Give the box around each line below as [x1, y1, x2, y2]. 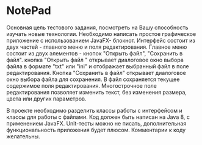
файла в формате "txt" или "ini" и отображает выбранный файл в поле [6, 62, 189, 70]
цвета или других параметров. [6, 95, 87, 102]
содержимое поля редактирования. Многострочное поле [6, 82, 157, 89]
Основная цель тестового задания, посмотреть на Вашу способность [6, 24, 189, 31]
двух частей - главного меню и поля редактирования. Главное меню [6, 43, 187, 51]
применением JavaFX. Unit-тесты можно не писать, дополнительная [6, 119, 187, 127]
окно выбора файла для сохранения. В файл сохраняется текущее [6, 76, 180, 83]
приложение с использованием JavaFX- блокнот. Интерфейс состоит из [6, 37, 195, 44]
